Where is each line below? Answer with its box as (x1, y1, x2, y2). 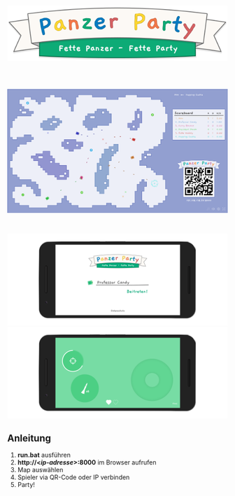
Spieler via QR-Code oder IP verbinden (17, 473, 130, 481)
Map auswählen (17, 466, 64, 474)
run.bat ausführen (17, 451, 71, 460)
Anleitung (7, 432, 51, 444)
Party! (17, 481, 35, 489)
